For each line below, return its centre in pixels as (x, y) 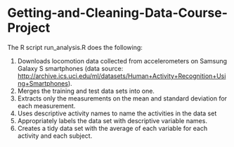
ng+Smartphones (43, 83)
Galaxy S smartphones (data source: (70, 68)
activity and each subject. (55, 136)
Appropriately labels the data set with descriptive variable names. (112, 120)
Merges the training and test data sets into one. (86, 91)
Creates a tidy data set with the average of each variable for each (112, 128)
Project (29, 28)
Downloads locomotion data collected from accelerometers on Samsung (122, 60)
